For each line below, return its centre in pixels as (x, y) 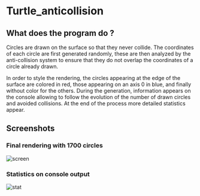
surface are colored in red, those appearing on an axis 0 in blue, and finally (99, 84)
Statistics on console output (48, 174)
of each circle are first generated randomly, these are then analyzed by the (99, 54)
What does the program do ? (60, 33)
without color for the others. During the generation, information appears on (99, 91)
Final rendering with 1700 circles (54, 146)
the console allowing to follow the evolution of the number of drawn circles (99, 97)
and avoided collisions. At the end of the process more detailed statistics (96, 103)
